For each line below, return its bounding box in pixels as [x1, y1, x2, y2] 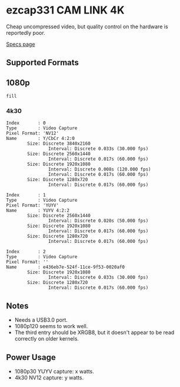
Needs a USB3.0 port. [14, 316, 68, 323]
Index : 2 [6, 249, 46, 255]
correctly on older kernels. [14, 335, 79, 342]
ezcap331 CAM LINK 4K [6, 4, 125, 17]
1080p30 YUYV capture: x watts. [14, 368, 94, 375]
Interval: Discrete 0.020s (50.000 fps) [48, 218, 149, 224]
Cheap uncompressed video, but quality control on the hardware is [6, 23, 169, 30]
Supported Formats [6, 58, 79, 68]
